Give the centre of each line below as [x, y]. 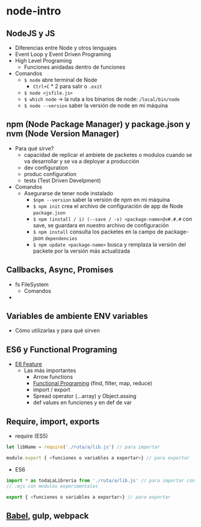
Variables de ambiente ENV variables [77, 316]
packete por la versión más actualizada [82, 251]
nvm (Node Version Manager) [63, 134]
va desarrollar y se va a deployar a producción [82, 161]
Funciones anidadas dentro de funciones [75, 67]
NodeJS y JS [31, 33]
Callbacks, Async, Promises [60, 270]
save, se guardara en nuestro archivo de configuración [101, 225]
